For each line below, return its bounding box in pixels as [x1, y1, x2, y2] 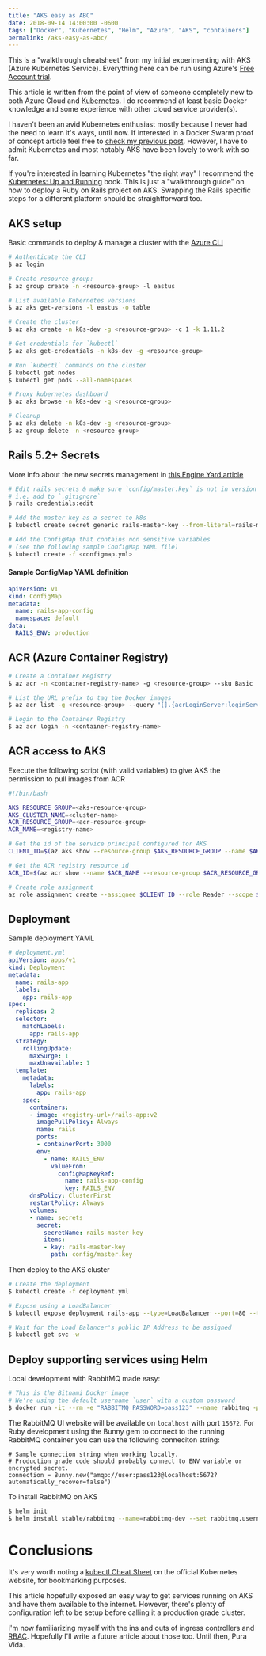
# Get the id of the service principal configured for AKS [8, 840, 207, 848]
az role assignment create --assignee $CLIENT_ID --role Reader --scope [8, 891, 253, 898]
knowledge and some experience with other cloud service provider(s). [8, 104, 237, 114]
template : [15, 1066, 47, 1075]
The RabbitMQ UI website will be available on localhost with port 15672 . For [8, 1418, 255, 1427]
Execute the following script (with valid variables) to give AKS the [8, 765, 221, 775]
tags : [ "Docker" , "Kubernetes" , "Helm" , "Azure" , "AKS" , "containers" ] [8, 26, 250, 34]
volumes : [28, 1206, 59, 1214]
